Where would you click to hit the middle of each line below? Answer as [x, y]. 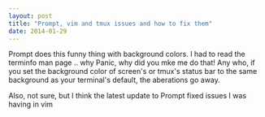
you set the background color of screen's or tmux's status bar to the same [133, 71]
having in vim [31, 104]
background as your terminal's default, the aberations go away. [115, 80]
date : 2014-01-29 [38, 31]
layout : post [30, 16]
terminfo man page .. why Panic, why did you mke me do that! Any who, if [132, 63]
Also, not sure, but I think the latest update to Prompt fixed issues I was [128, 96]
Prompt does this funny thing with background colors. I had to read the [127, 54]
